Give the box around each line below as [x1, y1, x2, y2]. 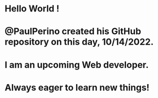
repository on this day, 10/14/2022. [4, 36, 154, 48]
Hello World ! [4, 3, 59, 14]
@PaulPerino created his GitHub [4, 26, 141, 37]
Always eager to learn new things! [4, 82, 149, 93]
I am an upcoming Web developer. [4, 59, 149, 70]
